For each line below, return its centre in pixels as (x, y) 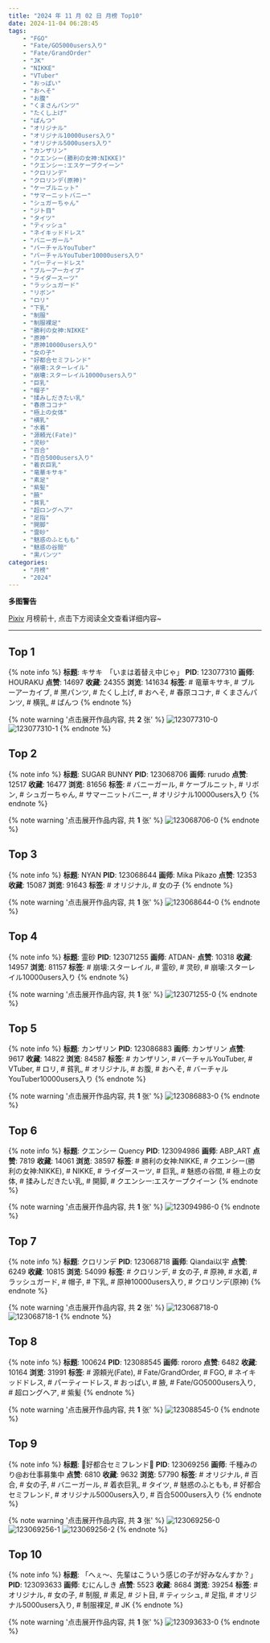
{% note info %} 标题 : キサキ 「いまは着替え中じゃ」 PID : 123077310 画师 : (131, 673)
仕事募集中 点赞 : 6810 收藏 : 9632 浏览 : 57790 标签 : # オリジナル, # (139, 1474)
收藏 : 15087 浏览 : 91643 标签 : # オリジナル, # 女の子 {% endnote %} (121, 885)
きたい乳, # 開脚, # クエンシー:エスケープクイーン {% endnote (156, 1182)
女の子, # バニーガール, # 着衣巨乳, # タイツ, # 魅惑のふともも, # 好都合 (143, 1484)
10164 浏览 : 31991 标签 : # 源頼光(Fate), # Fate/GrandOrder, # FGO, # (121, 1372)
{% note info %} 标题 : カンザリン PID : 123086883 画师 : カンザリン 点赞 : (127, 1049)
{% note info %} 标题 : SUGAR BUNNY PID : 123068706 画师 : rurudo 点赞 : (128, 774)
